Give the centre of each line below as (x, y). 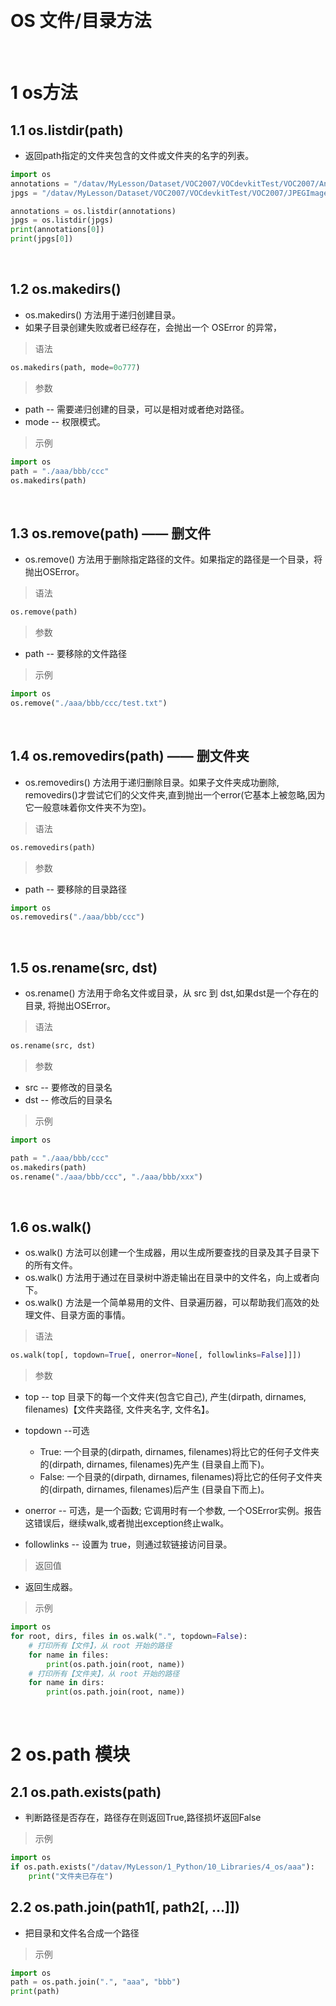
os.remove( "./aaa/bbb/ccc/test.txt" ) (89, 703)
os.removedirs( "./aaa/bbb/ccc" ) (77, 917)
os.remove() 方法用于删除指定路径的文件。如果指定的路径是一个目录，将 (173, 559)
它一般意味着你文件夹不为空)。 (88, 807)
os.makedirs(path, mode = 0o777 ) (75, 367)
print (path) (35, 1992)
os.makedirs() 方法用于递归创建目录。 (103, 314)
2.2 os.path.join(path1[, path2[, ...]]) (125, 1907)
